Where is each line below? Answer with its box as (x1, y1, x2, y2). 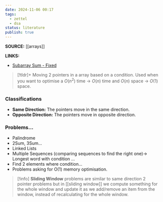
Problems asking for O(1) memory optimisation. (12, 166, 108, 172)
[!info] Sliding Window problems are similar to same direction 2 (17, 176, 146, 182)
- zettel (9, 16, 27, 21)
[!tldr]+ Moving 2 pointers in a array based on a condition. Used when (17, 72, 159, 77)
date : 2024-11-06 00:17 (5, 7, 54, 12)
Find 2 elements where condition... (12, 161, 82, 167)
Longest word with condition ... (12, 156, 75, 162)
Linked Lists (12, 146, 37, 151)
